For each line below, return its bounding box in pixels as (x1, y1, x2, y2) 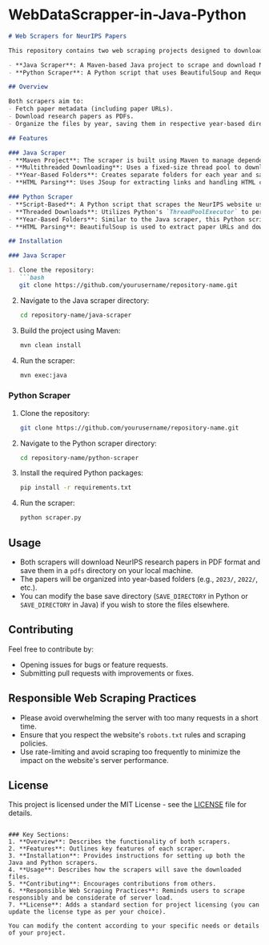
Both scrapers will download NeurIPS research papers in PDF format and (19, 557, 261, 567)
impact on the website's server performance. (19, 755, 170, 765)
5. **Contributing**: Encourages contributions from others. (8, 880, 217, 888)
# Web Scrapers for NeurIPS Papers (8, 32, 127, 40)
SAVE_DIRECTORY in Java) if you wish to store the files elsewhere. (19, 600, 230, 610)
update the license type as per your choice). (8, 908, 167, 916)
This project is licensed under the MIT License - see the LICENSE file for (8, 800, 247, 810)
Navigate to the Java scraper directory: (19, 295, 150, 305)
